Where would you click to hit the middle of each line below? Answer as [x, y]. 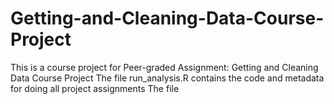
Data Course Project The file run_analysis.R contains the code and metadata [167, 78]
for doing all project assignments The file [95, 88]
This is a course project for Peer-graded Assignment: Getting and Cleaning [164, 67]
